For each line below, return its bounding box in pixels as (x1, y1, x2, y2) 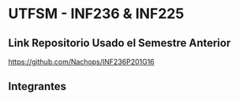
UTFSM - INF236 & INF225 (8, 5, 185, 23)
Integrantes (8, 80, 67, 93)
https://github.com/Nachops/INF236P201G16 (8, 57, 155, 66)
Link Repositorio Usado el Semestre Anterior (8, 36, 231, 50)
